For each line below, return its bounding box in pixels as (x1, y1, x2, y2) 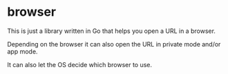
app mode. (7, 47, 38, 56)
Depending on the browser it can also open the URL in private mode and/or (7, 40, 221, 48)
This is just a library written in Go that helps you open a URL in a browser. (7, 27, 216, 35)
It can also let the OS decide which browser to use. (7, 60, 153, 69)
